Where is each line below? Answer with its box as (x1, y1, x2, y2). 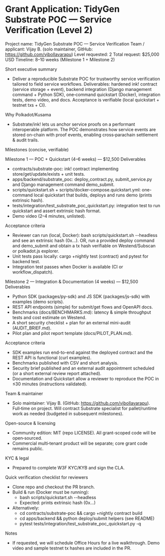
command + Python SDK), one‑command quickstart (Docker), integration (12, 92, 161, 97)
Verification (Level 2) (5, 25, 93, 36)
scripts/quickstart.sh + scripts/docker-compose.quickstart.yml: (12, 186, 141, 192)
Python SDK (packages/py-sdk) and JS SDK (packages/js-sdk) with (12, 293, 150, 299)
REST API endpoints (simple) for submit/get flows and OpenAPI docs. (12, 304, 153, 310)
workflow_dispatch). (12, 269, 54, 275)
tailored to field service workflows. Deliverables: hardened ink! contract (12, 81, 158, 87)
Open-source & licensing (5, 420, 56, 426)
